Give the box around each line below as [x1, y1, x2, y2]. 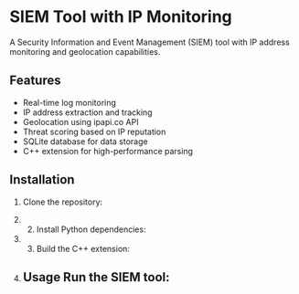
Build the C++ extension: [36, 243, 131, 254]
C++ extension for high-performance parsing [22, 145, 194, 156]
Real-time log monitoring [22, 97, 117, 108]
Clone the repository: [22, 196, 103, 207]
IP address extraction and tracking [22, 107, 153, 118]
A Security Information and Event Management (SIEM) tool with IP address [9, 37, 290, 47]
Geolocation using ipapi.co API [22, 116, 139, 127]
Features [9, 73, 61, 89]
